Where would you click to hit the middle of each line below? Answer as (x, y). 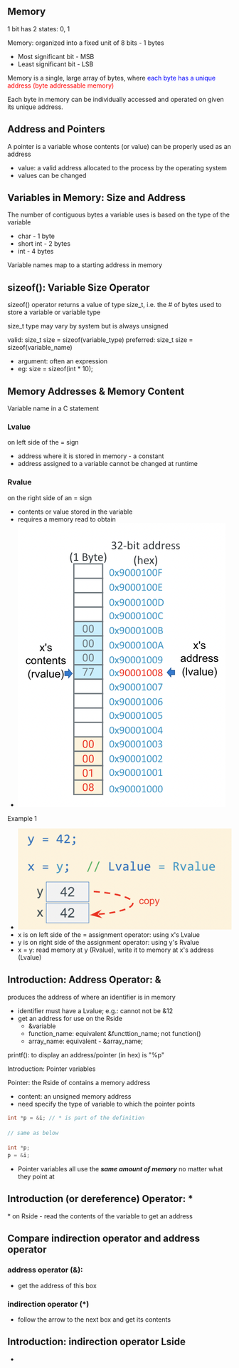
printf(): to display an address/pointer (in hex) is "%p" (86, 1054)
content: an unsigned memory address (74, 1096)
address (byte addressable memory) (61, 85)
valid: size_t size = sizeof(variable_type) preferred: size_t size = (100, 340)
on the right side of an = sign (50, 497)
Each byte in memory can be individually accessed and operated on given (116, 99)
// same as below (33, 1133)
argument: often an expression (63, 361)
